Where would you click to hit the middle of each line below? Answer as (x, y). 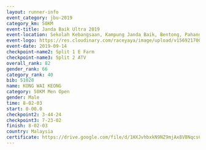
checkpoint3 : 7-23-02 (34, 120)
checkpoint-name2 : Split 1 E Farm (51, 52)
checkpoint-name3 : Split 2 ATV (46, 58)
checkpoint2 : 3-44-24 (34, 114)
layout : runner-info (33, 12)
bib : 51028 (20, 80)
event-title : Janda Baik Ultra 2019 (53, 29)
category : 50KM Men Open (38, 92)
